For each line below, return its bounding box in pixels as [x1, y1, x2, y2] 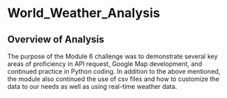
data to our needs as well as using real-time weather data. [7, 82, 177, 90]
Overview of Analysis [7, 33, 105, 45]
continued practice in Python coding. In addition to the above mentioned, [7, 67, 221, 75]
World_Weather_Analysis [7, 5, 161, 21]
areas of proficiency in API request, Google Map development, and [7, 60, 202, 68]
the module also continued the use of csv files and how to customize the [7, 75, 220, 83]
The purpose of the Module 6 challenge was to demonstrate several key [7, 52, 218, 60]
